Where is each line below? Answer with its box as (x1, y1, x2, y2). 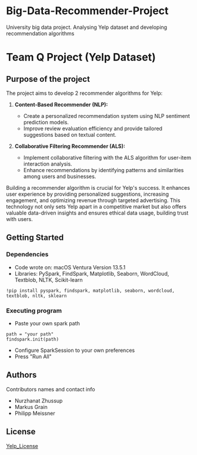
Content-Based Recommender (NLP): (14, 101, 108, 108)
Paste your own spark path (14, 319, 81, 327)
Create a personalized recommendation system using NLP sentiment (23, 112, 190, 119)
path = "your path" (6, 331, 54, 337)
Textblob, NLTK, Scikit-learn (14, 276, 84, 283)
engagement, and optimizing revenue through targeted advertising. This (6, 196, 181, 204)
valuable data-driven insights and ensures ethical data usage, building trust (6, 209, 189, 216)
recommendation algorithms (6, 29, 75, 37)
